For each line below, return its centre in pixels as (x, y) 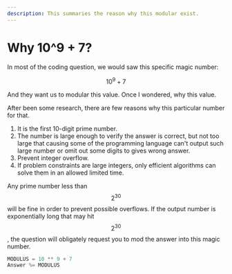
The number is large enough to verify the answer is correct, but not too (118, 136)
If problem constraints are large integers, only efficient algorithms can (116, 166)
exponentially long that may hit (51, 216)
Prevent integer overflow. (53, 158)
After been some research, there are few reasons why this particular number (116, 108)
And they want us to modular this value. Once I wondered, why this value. (112, 95)
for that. (18, 115)
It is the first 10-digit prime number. (67, 129)
